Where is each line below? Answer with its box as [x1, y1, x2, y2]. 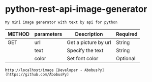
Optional [116, 55, 136, 62]
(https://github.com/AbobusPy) [5, 72, 69, 77]
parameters [34, 31, 62, 38]
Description [75, 31, 103, 38]
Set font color [67, 55, 98, 62]
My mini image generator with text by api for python [5, 20, 118, 25]
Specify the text [67, 47, 104, 54]
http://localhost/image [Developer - [5, 68, 83, 73]
